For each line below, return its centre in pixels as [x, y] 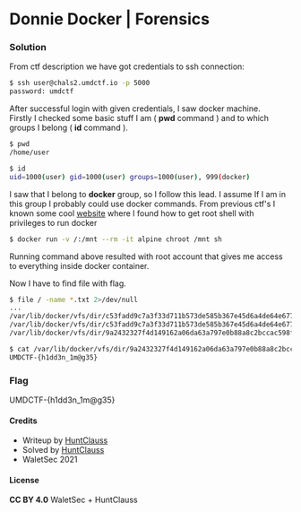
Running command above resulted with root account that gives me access [146, 256]
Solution [28, 48]
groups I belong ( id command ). [69, 128]
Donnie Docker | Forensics [110, 19]
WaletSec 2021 [50, 460]
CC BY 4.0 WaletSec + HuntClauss [73, 500]
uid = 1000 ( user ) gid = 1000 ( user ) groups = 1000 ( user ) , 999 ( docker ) [130, 177]
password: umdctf [42, 91]
